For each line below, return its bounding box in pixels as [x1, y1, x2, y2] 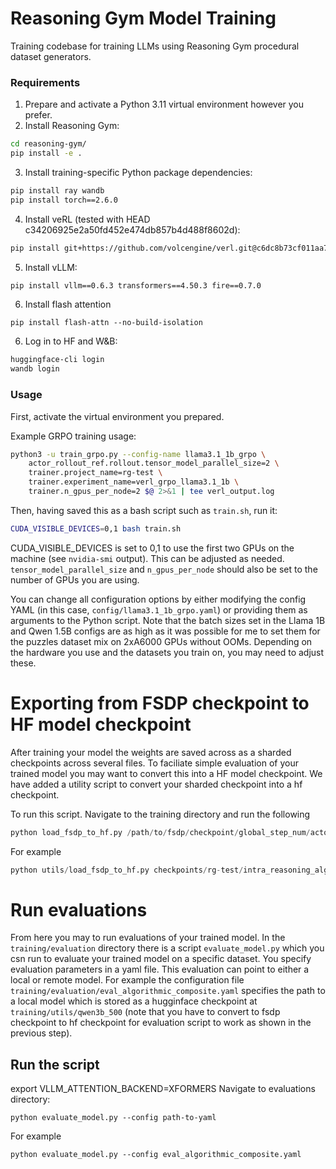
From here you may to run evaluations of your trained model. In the [10, 932, 286, 944]
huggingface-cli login [10, 355, 105, 365]
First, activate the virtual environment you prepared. [10, 410, 225, 422]
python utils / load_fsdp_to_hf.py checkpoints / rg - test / [10, 865, 244, 875]
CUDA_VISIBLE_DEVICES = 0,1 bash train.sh [10, 523, 182, 534]
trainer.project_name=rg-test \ [28, 468, 163, 478]
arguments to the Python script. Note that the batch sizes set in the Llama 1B [10, 614, 326, 626]
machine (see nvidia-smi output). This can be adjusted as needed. [10, 552, 285, 564]
